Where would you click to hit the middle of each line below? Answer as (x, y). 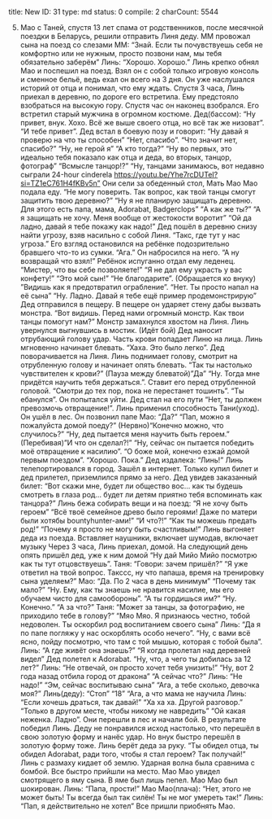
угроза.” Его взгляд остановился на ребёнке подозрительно (125, 244)
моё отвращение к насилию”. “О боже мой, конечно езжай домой (135, 451)
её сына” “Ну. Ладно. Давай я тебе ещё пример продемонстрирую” (138, 296)
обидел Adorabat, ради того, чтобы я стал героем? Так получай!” (133, 754)
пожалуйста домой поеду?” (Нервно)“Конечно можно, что (122, 425)
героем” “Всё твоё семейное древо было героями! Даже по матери (138, 512)
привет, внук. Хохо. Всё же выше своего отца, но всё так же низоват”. (142, 123)
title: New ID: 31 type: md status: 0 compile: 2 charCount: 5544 (114, 12)
